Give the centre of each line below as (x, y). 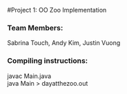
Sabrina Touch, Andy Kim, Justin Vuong (64, 43)
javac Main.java (29, 76)
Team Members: (35, 28)
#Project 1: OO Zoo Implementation (57, 10)
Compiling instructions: (48, 61)
